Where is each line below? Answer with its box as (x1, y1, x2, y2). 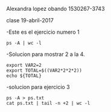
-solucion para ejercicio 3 (6, 84, 71, 90)
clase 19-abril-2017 (6, 17, 54, 23)
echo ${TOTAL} (6, 73, 42, 79)
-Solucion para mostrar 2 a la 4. (6, 51, 86, 58)
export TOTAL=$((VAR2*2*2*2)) (6, 67, 83, 73)
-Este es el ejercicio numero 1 (6, 28, 80, 36)
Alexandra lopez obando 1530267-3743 (6, 5, 105, 12)
